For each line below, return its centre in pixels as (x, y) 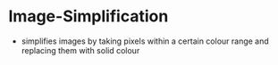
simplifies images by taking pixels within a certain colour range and (145, 41)
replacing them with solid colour (80, 50)
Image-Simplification (88, 16)
